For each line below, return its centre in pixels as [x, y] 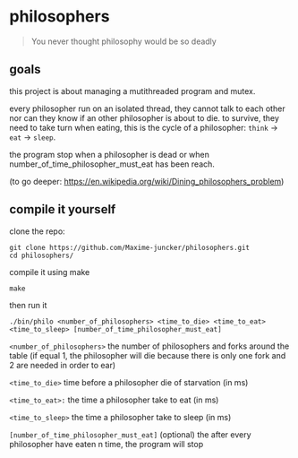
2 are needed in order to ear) [63, 365]
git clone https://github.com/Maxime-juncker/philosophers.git [130, 247]
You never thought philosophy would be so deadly [123, 41]
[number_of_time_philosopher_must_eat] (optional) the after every [130, 434]
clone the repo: [37, 231]
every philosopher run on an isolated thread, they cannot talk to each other [147, 108]
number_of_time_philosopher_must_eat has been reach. [112, 164]
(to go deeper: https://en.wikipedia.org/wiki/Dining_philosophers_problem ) [147, 181]
